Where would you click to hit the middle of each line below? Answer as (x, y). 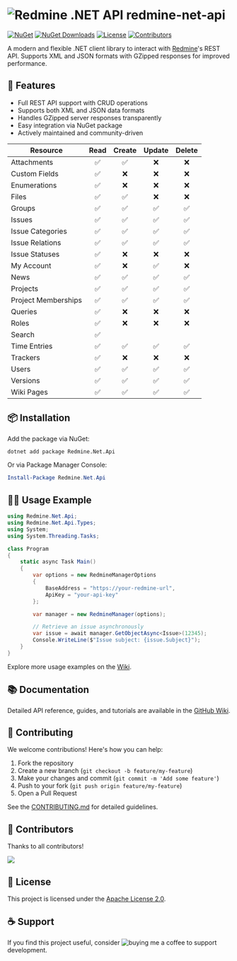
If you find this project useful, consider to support (112, 942)
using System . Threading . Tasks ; (53, 536)
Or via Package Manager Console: (57, 465)
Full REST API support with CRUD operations (83, 103)
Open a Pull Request (47, 793)
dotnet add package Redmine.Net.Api (61, 452)
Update (156, 150)
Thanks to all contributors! (46, 846)
